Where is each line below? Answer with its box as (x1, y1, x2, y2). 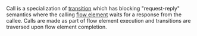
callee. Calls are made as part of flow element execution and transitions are (6, 17, 192, 24)
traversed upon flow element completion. (6, 23, 107, 30)
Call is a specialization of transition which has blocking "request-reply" (6, 5, 180, 12)
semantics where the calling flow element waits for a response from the (6, 11, 182, 18)
